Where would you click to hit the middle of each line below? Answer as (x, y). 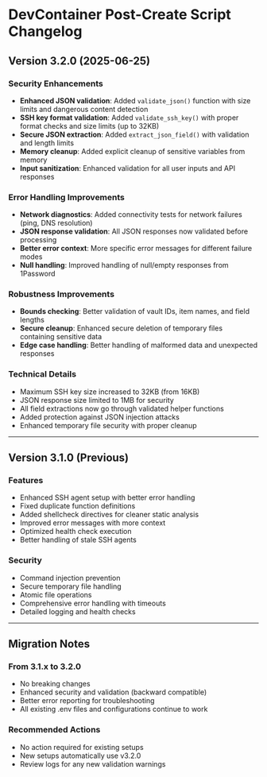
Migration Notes (49, 644)
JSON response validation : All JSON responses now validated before (134, 231)
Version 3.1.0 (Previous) (69, 458)
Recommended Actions (54, 730)
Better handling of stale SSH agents (78, 540)
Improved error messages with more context (93, 523)
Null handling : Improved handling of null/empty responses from (124, 265)
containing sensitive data (61, 337)
